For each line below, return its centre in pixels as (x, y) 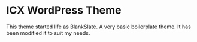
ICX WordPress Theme (64, 10)
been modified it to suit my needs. (48, 33)
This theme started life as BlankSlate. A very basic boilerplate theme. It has (99, 27)
